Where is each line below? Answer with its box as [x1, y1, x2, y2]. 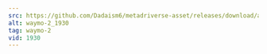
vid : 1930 [8, 33, 41, 42]
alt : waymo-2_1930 [8, 19, 69, 27]
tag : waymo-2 [8, 26, 52, 34]
